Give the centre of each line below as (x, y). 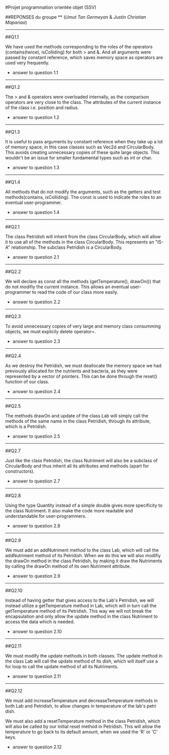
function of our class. (27, 382)
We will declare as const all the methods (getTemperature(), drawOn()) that (83, 281)
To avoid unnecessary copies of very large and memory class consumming (83, 326)
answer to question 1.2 (36, 117)
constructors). (20, 471)
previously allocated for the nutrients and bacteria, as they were (71, 371)
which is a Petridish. (26, 426)
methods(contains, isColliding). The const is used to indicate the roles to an (83, 197)
